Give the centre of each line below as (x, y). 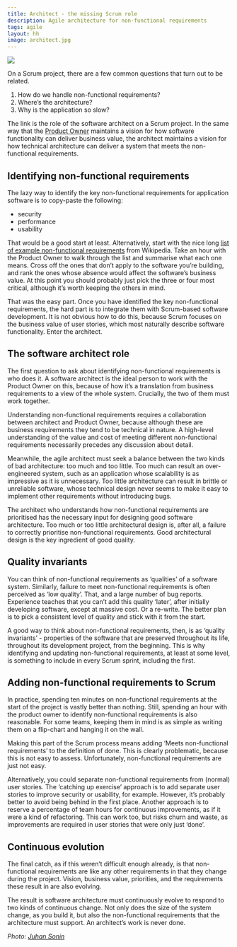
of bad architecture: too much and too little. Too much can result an (105, 466)
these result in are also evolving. (54, 887)
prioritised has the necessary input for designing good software (100, 517)
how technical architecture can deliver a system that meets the (99, 146)
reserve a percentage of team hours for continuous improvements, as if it (114, 810)
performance (37, 221)
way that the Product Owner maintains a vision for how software (101, 131)
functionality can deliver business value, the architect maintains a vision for (117, 139)
